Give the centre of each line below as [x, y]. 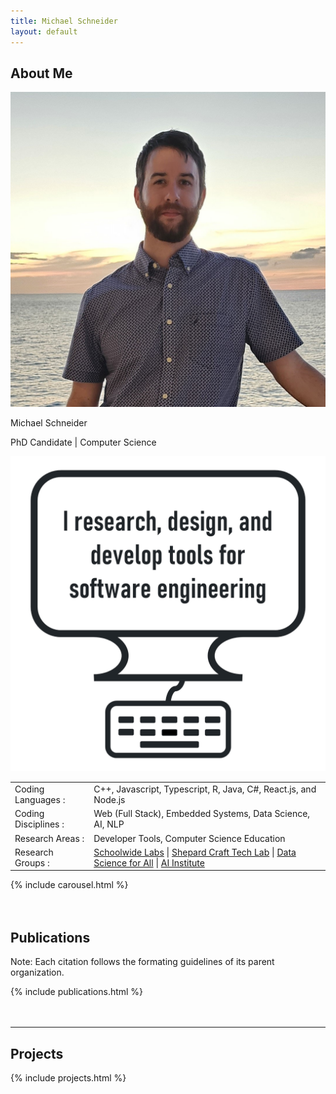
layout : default [44, 31]
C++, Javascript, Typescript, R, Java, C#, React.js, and [205, 789]
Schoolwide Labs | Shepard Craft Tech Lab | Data [195, 852]
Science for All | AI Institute [149, 862]
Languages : [40, 800]
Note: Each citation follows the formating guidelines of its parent [142, 962]
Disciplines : [39, 824]
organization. [37, 972]
